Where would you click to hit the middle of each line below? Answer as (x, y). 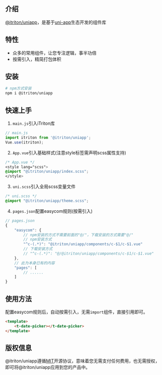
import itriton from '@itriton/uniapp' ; (48, 137)
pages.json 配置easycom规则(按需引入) (53, 211)
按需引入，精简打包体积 (37, 59)
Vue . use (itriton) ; (24, 142)
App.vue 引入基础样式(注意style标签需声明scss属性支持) (69, 153)
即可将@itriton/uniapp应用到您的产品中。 (48, 367)
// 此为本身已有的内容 (35, 263)
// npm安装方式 (37, 240)
